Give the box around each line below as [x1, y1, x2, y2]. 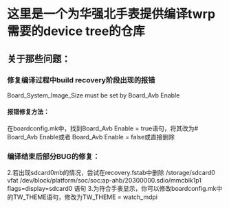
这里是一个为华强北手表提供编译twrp [7, 6, 215, 22]
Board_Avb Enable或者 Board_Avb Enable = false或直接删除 [7, 133, 175, 141]
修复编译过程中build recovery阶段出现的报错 [7, 75, 155, 84]
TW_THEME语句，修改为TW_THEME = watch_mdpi [12, 193, 158, 201]
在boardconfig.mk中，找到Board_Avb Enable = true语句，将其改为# [7, 124, 199, 132]
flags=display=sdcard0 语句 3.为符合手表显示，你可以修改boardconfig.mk [7, 185, 217, 193]
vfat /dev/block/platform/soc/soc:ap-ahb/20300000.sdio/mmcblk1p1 [7, 176, 201, 185]
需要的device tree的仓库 [7, 23, 146, 39]
